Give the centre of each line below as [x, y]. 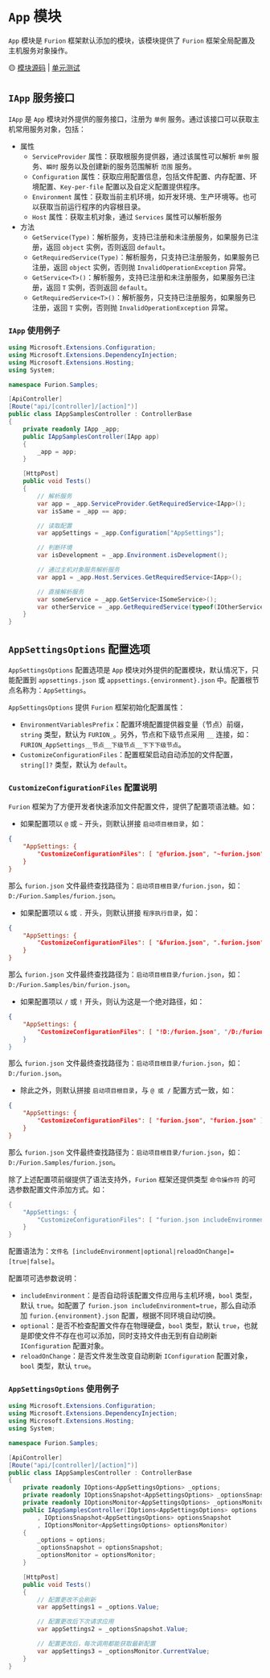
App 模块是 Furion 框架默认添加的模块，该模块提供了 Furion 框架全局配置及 [132, 40]
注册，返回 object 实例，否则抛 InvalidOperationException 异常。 [141, 267]
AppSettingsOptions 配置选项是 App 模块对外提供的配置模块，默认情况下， [130, 669]
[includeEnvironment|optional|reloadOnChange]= [153, 1252]
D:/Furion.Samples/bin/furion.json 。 [72, 985]
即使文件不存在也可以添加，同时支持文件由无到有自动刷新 [122, 1336]
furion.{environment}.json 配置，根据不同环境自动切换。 [125, 1316]
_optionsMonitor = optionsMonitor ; [97, 1555]
